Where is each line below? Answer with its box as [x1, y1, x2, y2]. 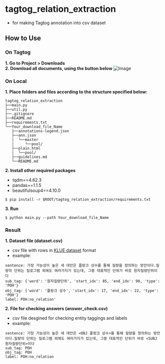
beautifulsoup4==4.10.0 [12, 187, 61, 193]
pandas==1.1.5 [12, 182, 42, 188]
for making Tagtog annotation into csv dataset [12, 20, 106, 26]
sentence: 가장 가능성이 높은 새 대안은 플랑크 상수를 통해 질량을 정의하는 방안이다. [5, 263, 156, 268]
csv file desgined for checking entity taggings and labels [12, 315, 128, 321]
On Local [5, 77, 27, 84]
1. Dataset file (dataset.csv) [5, 238, 63, 244]
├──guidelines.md [11, 154, 48, 159]
